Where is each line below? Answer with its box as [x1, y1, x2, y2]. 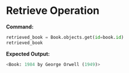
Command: [6, 23, 34, 30]
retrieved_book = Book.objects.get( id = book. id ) [6, 34, 124, 40]
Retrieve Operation [6, 4, 100, 17]
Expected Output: [6, 50, 50, 57]
